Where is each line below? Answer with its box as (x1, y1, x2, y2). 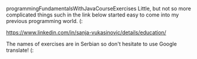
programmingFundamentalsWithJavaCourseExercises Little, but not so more (6, 5, 192, 12)
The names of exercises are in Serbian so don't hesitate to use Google (6, 41, 177, 47)
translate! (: (6, 47, 34, 54)
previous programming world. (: (6, 18, 83, 24)
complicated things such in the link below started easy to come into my (6, 11, 179, 18)
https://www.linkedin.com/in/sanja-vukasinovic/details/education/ (6, 29, 166, 36)
